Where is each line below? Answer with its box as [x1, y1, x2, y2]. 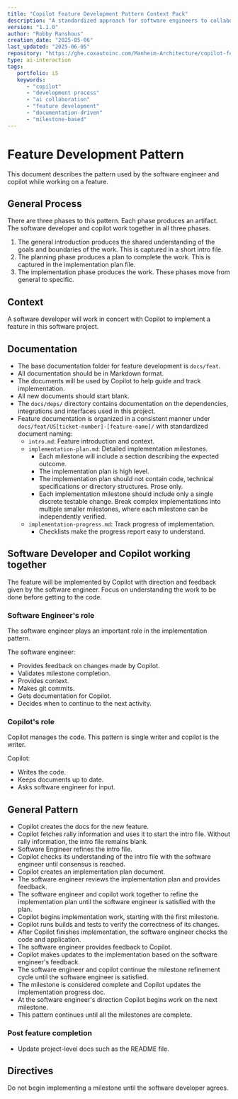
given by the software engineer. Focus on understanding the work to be [7, 585, 217, 594]
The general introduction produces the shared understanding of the [17, 238, 215, 247]
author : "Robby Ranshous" [7, 30, 84, 38]
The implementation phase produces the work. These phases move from [17, 268, 230, 276]
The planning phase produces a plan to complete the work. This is [17, 253, 211, 261]
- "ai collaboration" [25, 96, 91, 103]
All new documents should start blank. [17, 392, 130, 400]
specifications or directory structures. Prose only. [38, 483, 183, 490]
